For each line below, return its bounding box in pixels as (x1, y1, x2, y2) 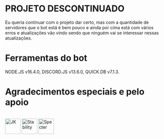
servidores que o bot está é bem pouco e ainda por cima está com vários (5, 24, 154, 30)
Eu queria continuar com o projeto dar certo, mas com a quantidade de (5, 19, 149, 25)
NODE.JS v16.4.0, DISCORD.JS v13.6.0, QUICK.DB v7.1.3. (5, 69, 120, 75)
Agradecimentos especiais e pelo (5, 86, 145, 97)
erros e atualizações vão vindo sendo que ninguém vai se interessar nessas (5, 30, 159, 36)
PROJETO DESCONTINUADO (5, 3, 125, 14)
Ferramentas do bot (5, 52, 88, 64)
